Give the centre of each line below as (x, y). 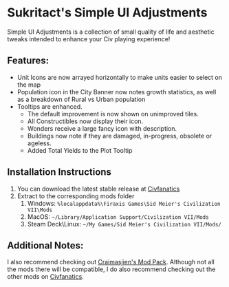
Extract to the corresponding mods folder (76, 196)
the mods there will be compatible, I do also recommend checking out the (111, 269)
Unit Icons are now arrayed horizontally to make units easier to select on (119, 77)
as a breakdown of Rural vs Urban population (81, 99)
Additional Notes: (45, 245)
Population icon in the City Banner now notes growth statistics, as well (117, 92)
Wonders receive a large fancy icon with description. (102, 128)
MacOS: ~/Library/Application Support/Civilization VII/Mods (118, 216)
